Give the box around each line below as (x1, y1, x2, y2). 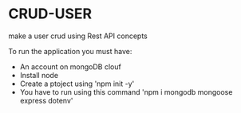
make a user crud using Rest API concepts (8, 31, 148, 41)
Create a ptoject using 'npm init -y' (19, 79, 135, 88)
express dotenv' (19, 95, 73, 105)
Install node (19, 70, 58, 80)
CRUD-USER (8, 5, 93, 23)
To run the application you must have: (8, 46, 132, 56)
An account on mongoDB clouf (19, 61, 121, 72)
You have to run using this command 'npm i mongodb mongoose (19, 87, 233, 96)
